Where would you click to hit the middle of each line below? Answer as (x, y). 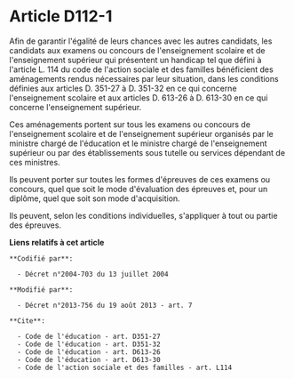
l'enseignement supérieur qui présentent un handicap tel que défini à (135, 60)
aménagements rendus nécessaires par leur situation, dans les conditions (144, 78)
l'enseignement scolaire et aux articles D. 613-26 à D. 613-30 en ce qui (139, 97)
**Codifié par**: (41, 258)
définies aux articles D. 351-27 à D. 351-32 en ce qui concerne (123, 88)
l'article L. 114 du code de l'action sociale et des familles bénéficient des (141, 69)
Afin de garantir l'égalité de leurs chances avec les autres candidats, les (141, 41)
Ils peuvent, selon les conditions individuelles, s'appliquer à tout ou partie (143, 215)
